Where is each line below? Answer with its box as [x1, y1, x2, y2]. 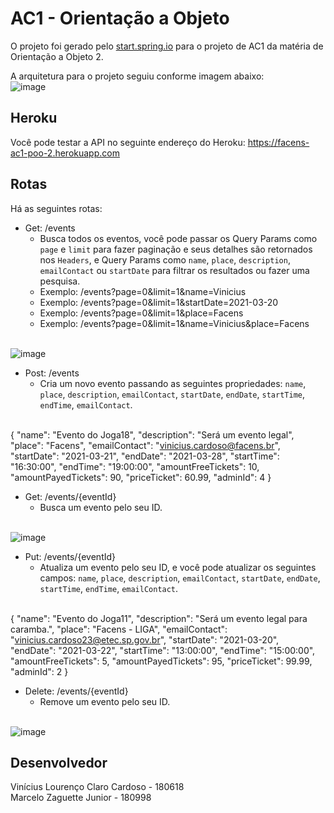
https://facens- [247, 136, 310, 148]
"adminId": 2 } [10, 665, 69, 677]
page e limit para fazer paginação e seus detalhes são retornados [39, 243, 313, 255]
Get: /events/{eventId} [24, 490, 117, 502]
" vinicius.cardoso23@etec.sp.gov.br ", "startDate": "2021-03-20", [10, 633, 280, 646]
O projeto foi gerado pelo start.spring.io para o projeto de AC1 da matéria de [10, 40, 324, 52]
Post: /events [24, 367, 80, 379]
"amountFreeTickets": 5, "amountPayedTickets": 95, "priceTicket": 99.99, [10, 655, 313, 667]
